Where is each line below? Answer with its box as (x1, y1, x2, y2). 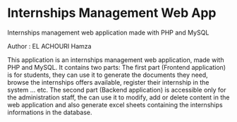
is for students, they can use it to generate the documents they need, (7, 71, 208, 79)
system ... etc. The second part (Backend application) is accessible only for (7, 85, 227, 94)
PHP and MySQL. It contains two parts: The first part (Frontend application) (7, 63, 226, 71)
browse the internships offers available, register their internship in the (7, 78, 209, 86)
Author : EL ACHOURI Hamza (7, 42, 92, 50)
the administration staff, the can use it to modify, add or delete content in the (7, 93, 230, 102)
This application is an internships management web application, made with (7, 55, 224, 64)
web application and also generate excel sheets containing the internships (7, 100, 224, 109)
